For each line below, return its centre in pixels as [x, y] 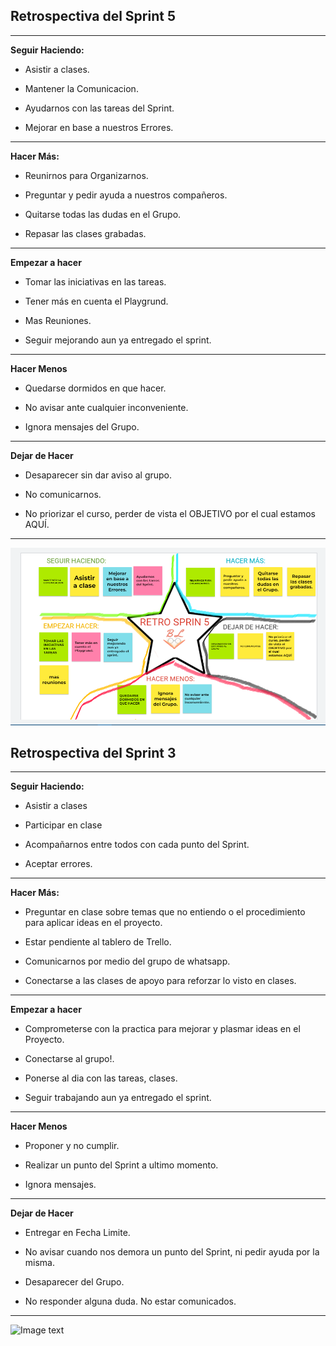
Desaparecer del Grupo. [74, 1282]
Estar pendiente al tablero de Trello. [98, 942]
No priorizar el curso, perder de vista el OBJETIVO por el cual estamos [170, 513]
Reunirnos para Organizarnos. [86, 175]
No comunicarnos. [63, 494]
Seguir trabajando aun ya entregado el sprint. [118, 1098]
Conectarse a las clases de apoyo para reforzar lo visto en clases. [160, 981]
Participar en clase [63, 825]
